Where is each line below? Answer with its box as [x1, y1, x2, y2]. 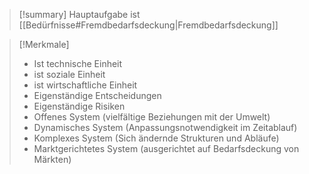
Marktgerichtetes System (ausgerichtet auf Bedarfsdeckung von [33, 143, 300, 154]
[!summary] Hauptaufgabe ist [18, 9, 141, 20]
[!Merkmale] [18, 39, 70, 50]
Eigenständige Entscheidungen [33, 90, 162, 101]
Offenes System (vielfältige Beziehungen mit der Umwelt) [33, 111, 271, 123]
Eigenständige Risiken [33, 100, 126, 112]
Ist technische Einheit [33, 58, 123, 69]
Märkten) [33, 154, 72, 165]
